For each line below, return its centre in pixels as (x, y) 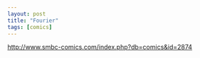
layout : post (27, 14)
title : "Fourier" (33, 21)
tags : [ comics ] (30, 27)
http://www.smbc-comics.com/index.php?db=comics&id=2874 (100, 47)
